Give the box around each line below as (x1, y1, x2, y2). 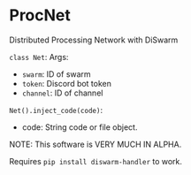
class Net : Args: (9, 51, 69, 62)
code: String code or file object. (21, 121, 138, 133)
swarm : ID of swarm (21, 68, 91, 80)
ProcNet (9, 5, 71, 26)
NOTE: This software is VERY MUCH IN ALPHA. (9, 139, 182, 149)
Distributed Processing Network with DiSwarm (9, 34, 179, 45)
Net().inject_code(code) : (9, 104, 103, 115)
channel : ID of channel (21, 87, 103, 98)
